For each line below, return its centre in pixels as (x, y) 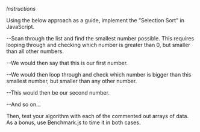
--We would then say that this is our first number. (67, 63)
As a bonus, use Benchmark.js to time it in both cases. (73, 122)
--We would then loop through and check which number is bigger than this (99, 74)
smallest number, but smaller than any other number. (72, 81)
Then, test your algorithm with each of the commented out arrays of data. (97, 116)
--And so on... (23, 104)
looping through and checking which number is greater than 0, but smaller (98, 45)
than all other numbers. (35, 51)
